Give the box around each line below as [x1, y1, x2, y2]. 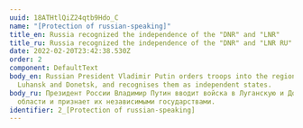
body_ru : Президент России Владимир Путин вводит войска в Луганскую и [9, 88, 284, 97]
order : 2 [9, 55, 42, 64]
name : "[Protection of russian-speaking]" [9, 22, 171, 31]
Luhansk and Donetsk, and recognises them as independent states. [17, 80, 272, 89]
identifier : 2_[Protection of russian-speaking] [9, 105, 196, 114]
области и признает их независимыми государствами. [17, 96, 216, 106]
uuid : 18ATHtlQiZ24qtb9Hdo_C [9, 13, 119, 23]
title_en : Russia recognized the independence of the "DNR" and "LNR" [9, 30, 280, 39]
